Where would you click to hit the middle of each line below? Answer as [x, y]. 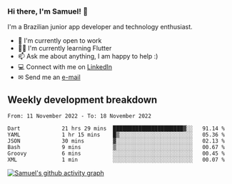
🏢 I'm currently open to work [60, 41]
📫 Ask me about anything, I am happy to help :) [88, 56]
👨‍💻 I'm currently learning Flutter [65, 48]
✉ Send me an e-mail [49, 77]
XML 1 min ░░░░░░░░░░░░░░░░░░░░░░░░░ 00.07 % [116, 160]
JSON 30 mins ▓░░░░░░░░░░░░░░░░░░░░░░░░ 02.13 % [116, 141]
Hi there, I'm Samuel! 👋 [47, 11]
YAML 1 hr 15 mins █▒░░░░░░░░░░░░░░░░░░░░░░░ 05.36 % [116, 135]
